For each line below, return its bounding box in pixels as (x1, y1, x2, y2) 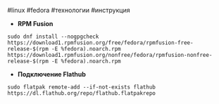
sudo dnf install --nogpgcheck (7, 33, 99, 40)
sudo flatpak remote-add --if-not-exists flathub (7, 84, 156, 91)
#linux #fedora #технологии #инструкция (7, 6, 130, 14)
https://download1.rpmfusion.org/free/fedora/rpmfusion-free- (7, 39, 194, 46)
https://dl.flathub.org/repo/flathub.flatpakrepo (7, 90, 156, 97)
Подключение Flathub (17, 70, 87, 78)
